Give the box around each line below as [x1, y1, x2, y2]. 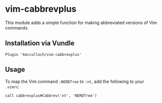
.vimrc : [5, 83, 20, 89]
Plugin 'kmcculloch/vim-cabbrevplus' [5, 52, 82, 57]
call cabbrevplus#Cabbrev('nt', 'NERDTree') [5, 93, 97, 98]
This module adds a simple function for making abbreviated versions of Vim [5, 20, 157, 26]
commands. [5, 25, 29, 30]
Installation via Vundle [5, 39, 75, 48]
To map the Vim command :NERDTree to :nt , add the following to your [5, 78, 144, 84]
